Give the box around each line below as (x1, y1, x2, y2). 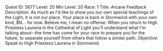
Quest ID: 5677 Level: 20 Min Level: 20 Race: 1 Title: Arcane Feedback (5, 4, 147, 10)
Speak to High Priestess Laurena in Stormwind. (5, 40, 100, 46)
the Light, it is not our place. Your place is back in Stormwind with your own (5, 15, 158, 20)
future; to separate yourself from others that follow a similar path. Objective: (5, 35, 159, 41)
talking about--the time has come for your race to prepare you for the (5, 30, 145, 35)
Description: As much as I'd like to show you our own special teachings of (5, 9, 154, 15)
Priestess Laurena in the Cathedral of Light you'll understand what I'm (5, 25, 146, 31)
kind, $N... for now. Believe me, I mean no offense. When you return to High (5, 19, 158, 25)
